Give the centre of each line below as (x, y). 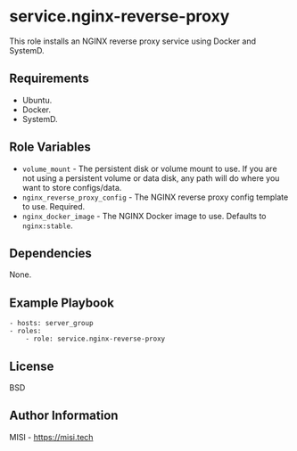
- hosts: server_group (51, 324)
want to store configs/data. (72, 187)
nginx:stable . (47, 225)
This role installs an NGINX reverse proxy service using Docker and (133, 41)
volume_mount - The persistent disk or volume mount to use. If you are (150, 168)
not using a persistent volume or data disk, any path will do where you (151, 178)
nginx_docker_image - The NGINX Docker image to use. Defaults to (144, 216)
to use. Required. (54, 206)
